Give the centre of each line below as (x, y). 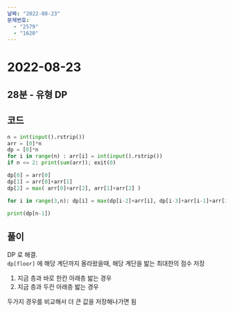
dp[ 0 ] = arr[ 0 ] (29, 175)
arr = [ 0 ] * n (24, 143)
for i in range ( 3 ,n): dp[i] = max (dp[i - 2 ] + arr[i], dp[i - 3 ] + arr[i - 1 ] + (110, 201)
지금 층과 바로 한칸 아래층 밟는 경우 (64, 278)
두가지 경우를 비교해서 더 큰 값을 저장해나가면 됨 (72, 302)
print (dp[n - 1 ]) (29, 213)
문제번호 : (18, 20)
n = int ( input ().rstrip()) (46, 137)
